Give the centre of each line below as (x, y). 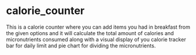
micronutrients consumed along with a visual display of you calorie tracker (96, 39)
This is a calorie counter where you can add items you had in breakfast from (98, 27)
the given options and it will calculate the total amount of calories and (90, 33)
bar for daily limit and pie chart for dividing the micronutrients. (81, 46)
